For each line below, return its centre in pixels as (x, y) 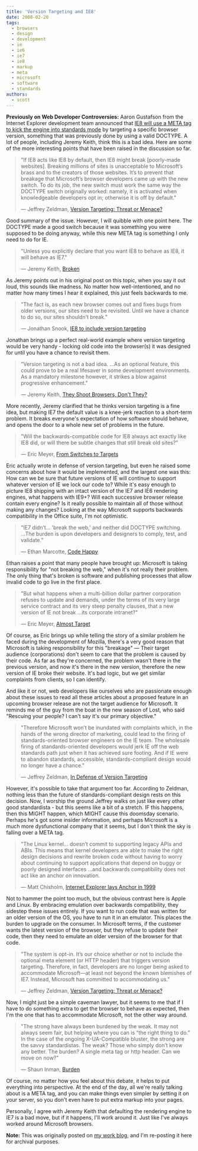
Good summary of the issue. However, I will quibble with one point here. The (99, 221)
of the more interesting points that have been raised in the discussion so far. (99, 148)
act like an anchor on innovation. (60, 875)
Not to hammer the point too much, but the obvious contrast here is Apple (96, 898)
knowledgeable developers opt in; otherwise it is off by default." (98, 197)
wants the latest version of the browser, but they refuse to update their (92, 930)
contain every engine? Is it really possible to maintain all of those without (95, 503)
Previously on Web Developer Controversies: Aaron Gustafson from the (95, 117)
